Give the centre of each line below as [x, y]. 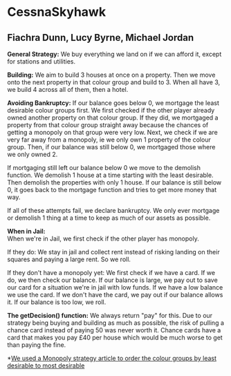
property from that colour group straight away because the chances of [108, 125]
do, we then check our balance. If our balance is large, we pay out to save [112, 280]
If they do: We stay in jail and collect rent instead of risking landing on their [113, 252]
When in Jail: [27, 231]
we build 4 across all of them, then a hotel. [68, 90]
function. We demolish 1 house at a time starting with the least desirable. [110, 175]
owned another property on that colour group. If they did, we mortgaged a [113, 117]
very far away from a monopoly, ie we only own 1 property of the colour [109, 140]
